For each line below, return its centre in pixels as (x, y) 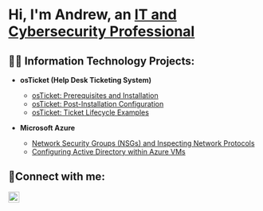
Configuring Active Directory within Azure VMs (108, 152)
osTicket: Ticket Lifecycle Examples (90, 112)
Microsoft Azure (47, 128)
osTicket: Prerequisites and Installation (95, 96)
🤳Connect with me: (57, 177)
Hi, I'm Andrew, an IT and (92, 15)
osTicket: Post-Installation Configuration (98, 104)
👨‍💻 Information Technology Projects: (102, 61)
